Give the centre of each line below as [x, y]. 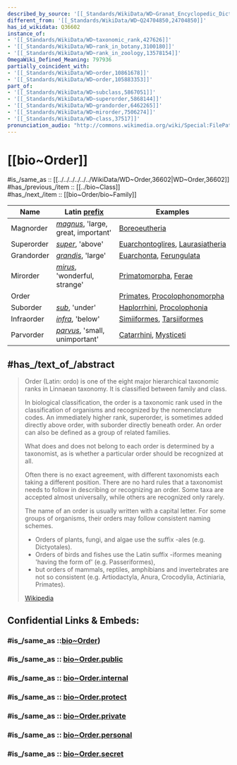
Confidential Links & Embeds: [73, 620]
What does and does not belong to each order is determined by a [119, 446]
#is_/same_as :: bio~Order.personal [70, 735]
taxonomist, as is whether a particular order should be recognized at [124, 454]
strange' [70, 285]
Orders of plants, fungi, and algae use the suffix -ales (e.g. [120, 539]
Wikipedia [39, 598]
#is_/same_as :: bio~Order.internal [68, 678]
